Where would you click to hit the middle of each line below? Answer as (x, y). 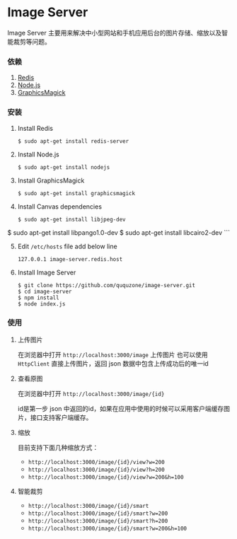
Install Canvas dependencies (60, 207)
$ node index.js (41, 304)
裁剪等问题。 (32, 41)
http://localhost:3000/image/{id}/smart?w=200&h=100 (108, 528)
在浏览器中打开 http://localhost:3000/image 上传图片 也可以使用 (112, 354)
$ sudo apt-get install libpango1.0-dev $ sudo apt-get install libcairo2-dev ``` (119, 232)
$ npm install (38, 298)
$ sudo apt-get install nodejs (64, 167)
